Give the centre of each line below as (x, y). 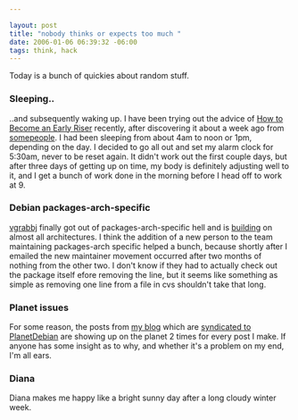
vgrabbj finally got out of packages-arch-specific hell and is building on (141, 227)
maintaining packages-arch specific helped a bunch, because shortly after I (149, 246)
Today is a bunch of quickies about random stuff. (99, 76)
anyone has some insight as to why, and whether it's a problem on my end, (147, 346)
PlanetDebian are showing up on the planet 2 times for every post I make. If (148, 337)
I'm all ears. (30, 356)
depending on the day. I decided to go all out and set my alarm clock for (141, 147)
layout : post (33, 25)
